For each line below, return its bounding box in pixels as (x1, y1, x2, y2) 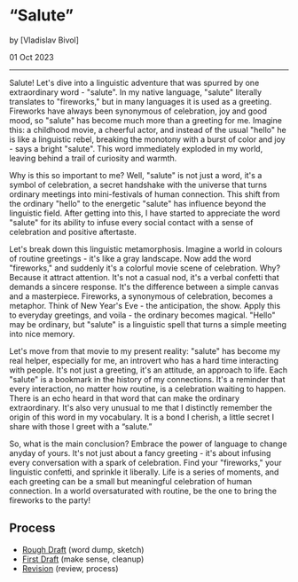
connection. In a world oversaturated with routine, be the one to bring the (9, 485, 278, 496)
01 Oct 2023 (9, 51, 55, 62)
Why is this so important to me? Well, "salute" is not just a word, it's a (9, 169, 263, 180)
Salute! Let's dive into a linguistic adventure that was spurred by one (9, 77, 260, 88)
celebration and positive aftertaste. (9, 226, 137, 237)
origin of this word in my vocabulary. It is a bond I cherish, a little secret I (9, 412, 275, 422)
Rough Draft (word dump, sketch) (21, 544, 145, 554)
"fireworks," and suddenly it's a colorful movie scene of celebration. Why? (9, 263, 281, 273)
